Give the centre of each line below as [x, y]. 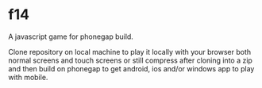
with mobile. [28, 77]
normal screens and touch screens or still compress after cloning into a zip [130, 60]
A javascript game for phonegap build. [71, 36]
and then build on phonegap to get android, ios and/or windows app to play [131, 68]
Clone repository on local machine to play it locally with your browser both [130, 52]
